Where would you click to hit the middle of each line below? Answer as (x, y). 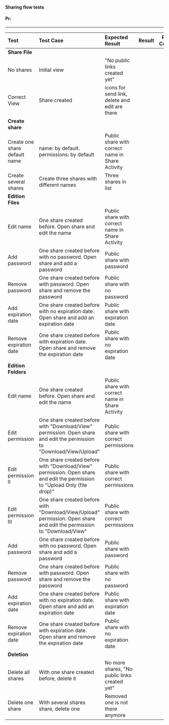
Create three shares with (68, 178)
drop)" (47, 491)
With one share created (67, 672)
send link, (116, 94)
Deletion (18, 654)
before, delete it (58, 678)
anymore (115, 715)
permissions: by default (67, 154)
